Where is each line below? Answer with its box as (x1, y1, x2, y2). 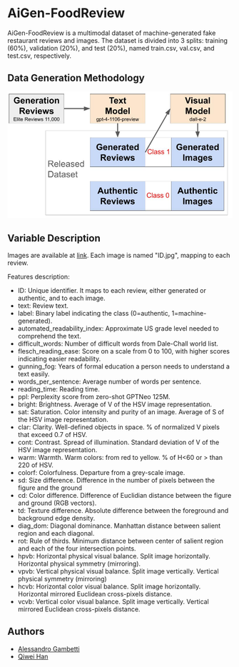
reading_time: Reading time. (17, 385, 100, 393)
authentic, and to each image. (17, 294, 106, 303)
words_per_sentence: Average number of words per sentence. (17, 377, 202, 386)
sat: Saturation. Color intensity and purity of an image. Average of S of (17, 408, 225, 416)
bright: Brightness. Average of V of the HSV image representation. (17, 400, 213, 408)
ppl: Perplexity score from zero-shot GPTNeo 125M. (17, 393, 171, 401)
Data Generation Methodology (7, 72, 145, 84)
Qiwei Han (17, 652, 49, 661)
